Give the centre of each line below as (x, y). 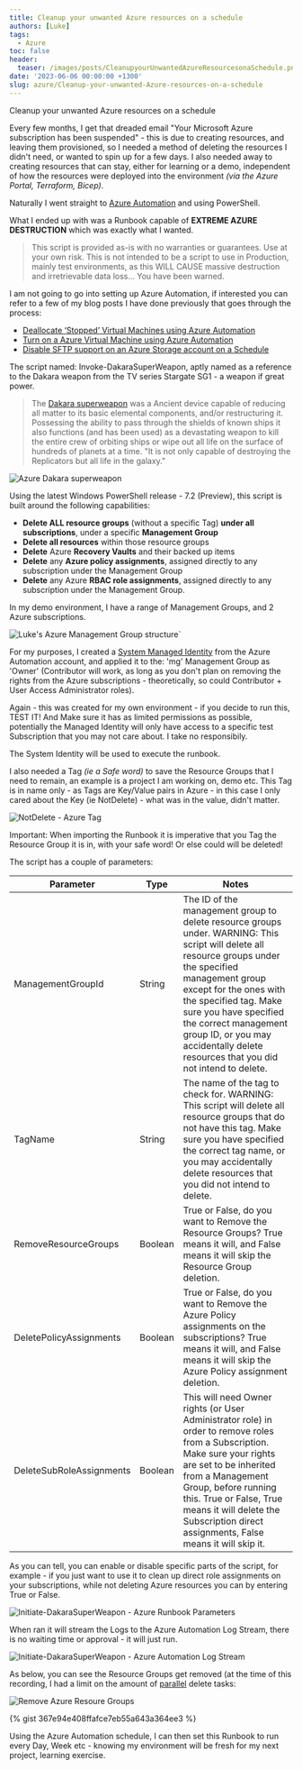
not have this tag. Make (232, 1127)
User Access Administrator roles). (72, 689)
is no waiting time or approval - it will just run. (93, 1639)
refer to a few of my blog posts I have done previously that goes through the (151, 303)
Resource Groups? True (233, 1233)
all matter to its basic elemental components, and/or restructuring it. (157, 413)
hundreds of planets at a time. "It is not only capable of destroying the (161, 451)
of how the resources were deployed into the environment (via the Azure (144, 176)
